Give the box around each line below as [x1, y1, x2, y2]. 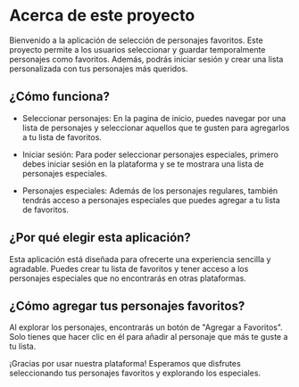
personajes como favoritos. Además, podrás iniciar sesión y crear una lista [9, 54, 284, 64]
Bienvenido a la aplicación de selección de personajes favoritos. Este [9, 35, 263, 45]
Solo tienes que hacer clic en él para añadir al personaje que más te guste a [9, 332, 288, 342]
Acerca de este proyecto [9, 5, 195, 26]
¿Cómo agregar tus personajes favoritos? [9, 298, 245, 313]
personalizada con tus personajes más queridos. [9, 63, 188, 74]
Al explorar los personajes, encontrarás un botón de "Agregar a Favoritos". [9, 322, 283, 333]
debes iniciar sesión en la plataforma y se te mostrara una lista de [21, 158, 265, 169]
